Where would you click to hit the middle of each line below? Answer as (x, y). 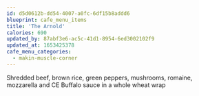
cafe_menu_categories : (39, 52)
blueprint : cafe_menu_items (47, 20)
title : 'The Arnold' (36, 26)
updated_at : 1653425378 (41, 45)
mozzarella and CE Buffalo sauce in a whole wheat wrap (86, 85)
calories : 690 (27, 33)
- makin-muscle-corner (45, 58)
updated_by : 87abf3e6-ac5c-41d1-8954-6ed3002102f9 (81, 39)
